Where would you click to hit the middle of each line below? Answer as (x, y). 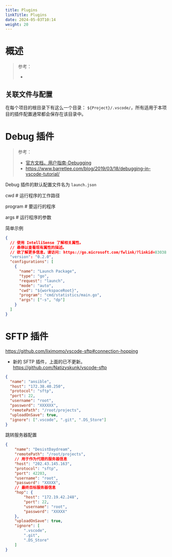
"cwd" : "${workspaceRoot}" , (49, 291)
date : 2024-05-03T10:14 (31, 20)
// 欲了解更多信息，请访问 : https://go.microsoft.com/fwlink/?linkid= (82, 252)
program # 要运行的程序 (30, 206)
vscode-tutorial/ (42, 174)
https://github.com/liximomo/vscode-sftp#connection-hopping (72, 351)
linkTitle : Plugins (26, 15)
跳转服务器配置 (21, 435)
